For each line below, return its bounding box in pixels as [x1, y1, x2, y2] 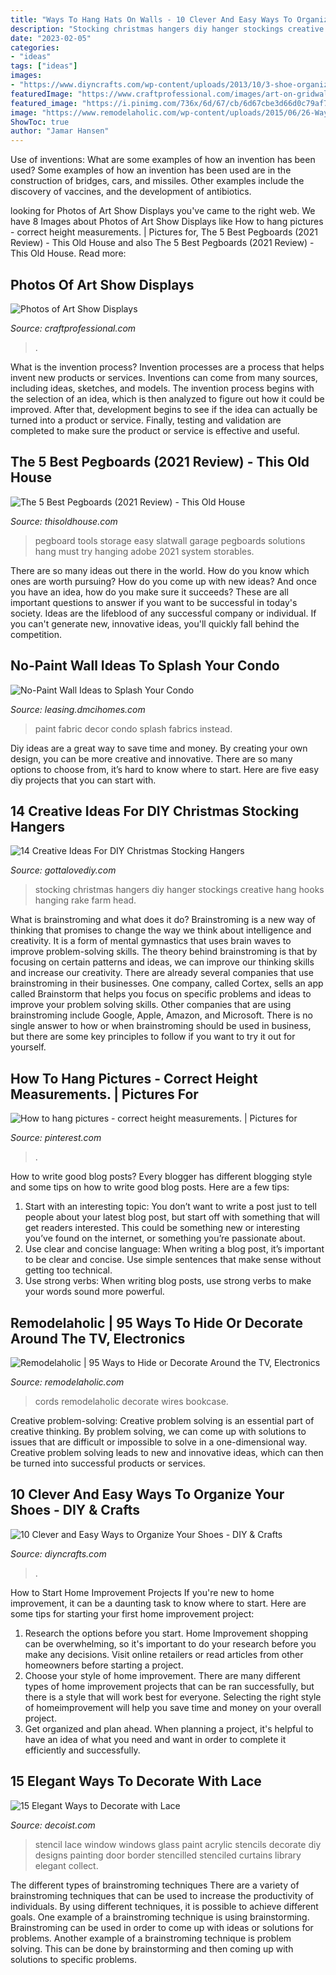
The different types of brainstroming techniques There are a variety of [10, 1879, 300, 1891]
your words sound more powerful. [24, 1286, 165, 1298]
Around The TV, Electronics [10, 1330, 186, 1347]
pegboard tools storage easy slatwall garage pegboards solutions [34, 534, 306, 546]
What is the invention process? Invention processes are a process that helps [10, 361, 325, 373]
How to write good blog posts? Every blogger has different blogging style [10, 1171, 313, 1183]
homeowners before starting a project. [24, 1659, 184, 1671]
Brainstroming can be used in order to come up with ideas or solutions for [10, 1921, 314, 1933]
